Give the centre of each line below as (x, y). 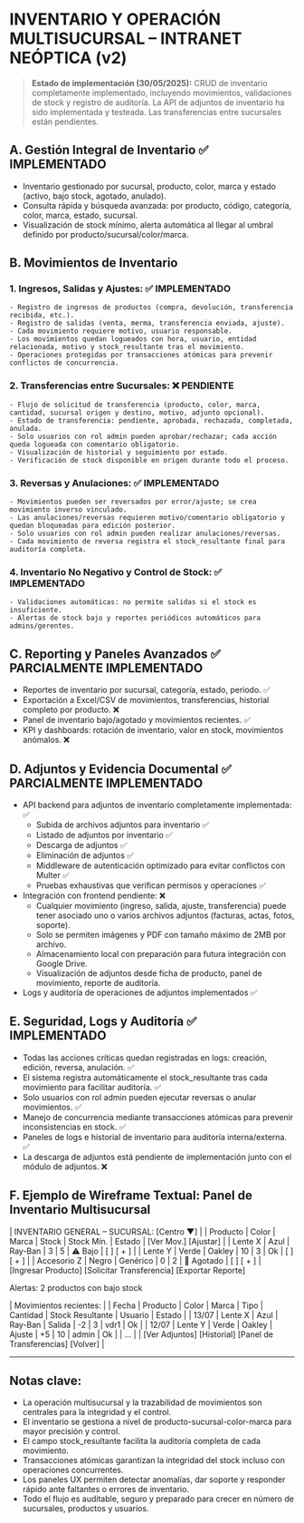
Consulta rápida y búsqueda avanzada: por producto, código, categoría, (157, 205)
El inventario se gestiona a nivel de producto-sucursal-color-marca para (157, 1422)
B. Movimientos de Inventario (94, 263)
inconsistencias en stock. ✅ (74, 1127)
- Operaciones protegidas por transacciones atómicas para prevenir (141, 355)
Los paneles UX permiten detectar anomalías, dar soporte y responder (154, 1479)
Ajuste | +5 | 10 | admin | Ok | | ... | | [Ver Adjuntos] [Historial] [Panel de (142, 1334)
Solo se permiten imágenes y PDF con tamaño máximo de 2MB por (161, 934)
